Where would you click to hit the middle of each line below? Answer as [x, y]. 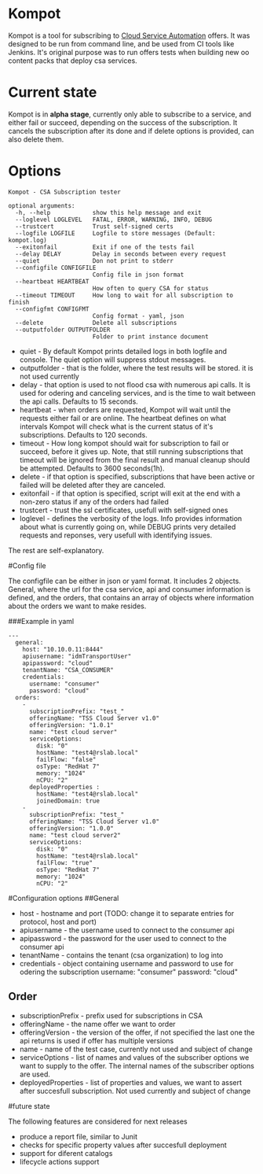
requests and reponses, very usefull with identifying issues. [116, 535]
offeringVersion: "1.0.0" [71, 828]
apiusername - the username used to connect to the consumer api [127, 930]
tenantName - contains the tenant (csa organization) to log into [121, 955]
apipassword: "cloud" [57, 663]
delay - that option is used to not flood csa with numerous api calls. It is [135, 384]
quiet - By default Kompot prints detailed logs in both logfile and [123, 351]
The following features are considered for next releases [98, 1121]
